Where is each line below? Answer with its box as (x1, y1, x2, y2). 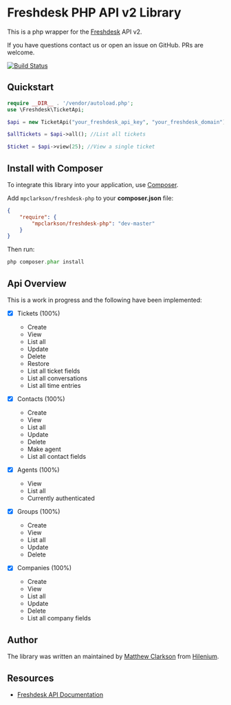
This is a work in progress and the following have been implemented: (7, 296, 203, 304)
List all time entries (27, 382, 81, 390)
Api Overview (7, 277, 67, 290)
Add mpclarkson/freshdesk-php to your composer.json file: (7, 194, 174, 202)
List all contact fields (27, 453, 87, 461)
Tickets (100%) (16, 310, 60, 317)
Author (7, 634, 38, 646)
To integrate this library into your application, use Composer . (7, 180, 179, 188)
